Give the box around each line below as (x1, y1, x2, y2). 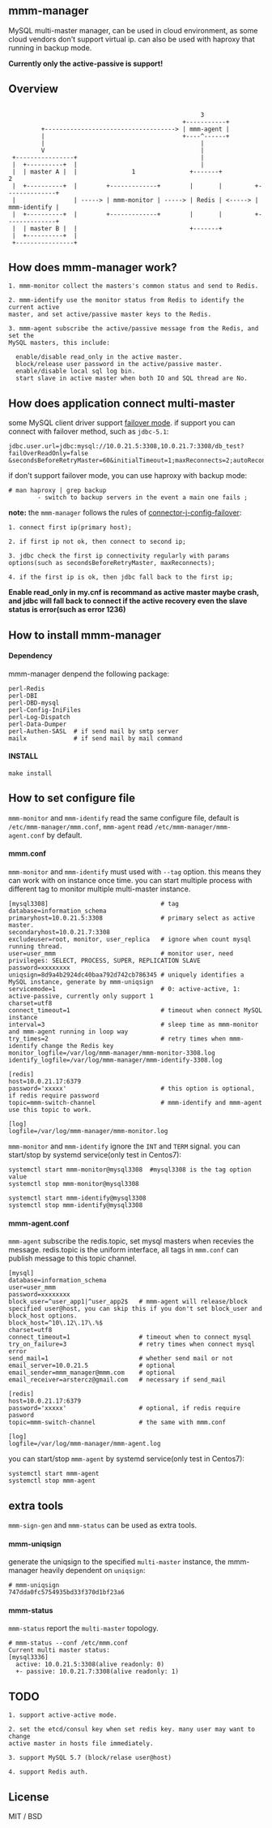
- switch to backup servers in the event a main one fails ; (37, 494, 249, 502)
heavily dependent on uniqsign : (40, 1566, 146, 1576)
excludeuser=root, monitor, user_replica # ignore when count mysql (8, 935, 252, 944)
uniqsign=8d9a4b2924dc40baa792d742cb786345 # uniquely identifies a (8, 971, 244, 979)
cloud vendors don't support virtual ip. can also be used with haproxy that (8, 34, 255, 44)
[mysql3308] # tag (8, 900, 180, 908)
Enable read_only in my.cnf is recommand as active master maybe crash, (8, 588, 259, 597)
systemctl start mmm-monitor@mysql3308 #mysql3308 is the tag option (8, 1166, 252, 1174)
